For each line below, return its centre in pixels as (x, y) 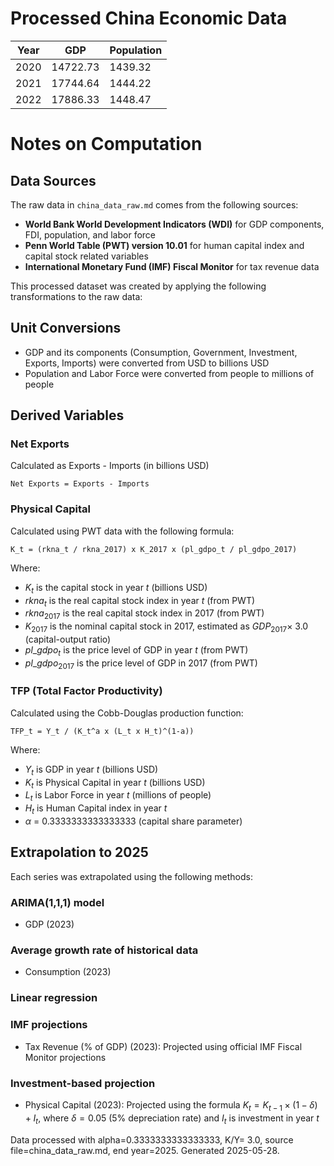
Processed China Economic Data (149, 18)
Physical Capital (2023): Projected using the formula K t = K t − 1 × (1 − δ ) (171, 1105)
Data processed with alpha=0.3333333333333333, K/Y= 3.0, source (152, 1139)
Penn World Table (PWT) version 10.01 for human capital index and (164, 245)
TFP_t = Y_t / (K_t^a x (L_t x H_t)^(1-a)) (102, 731)
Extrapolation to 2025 (79, 852)
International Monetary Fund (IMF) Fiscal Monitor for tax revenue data (172, 266)
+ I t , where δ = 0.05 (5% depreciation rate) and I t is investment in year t (172, 1119)
